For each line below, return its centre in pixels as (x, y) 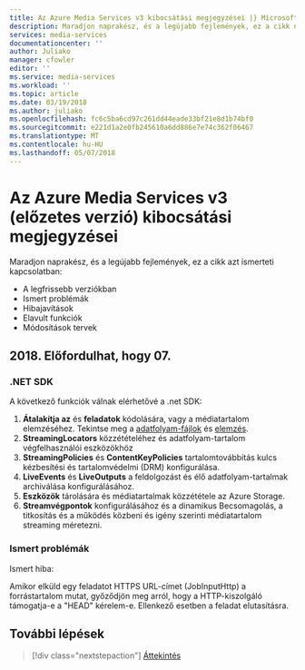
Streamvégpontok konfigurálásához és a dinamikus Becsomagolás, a (152, 506)
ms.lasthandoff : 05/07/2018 (63, 153)
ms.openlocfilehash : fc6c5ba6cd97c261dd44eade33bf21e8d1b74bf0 (132, 119)
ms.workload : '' (40, 85)
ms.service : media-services (63, 77)
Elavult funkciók (53, 318)
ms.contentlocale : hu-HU (56, 144)
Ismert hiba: (32, 568)
